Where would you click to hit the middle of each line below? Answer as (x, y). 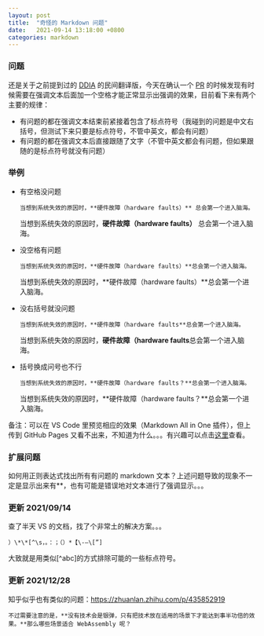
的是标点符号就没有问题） (68, 151)
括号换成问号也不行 (51, 367)
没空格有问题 (40, 250)
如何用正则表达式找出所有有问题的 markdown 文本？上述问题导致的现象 (124, 476)
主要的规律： (29, 104)
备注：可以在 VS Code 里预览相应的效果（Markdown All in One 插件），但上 (130, 425)
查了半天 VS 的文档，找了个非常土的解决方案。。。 (87, 526)
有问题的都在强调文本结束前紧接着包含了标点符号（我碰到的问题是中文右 (136, 121)
